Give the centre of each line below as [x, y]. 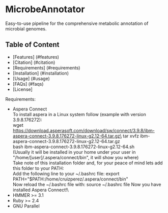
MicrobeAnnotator [45, 9]
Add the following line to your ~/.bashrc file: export [66, 173]
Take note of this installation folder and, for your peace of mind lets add [88, 163]
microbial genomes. [26, 28]
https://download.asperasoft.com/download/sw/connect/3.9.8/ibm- [84, 130]
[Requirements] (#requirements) [46, 67]
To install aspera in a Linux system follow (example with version [79, 114]
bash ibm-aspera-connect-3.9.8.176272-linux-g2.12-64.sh [74, 147]
